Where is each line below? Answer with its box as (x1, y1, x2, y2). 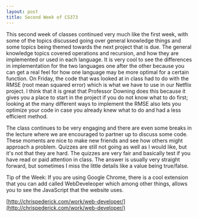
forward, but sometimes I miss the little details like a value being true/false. (6, 162, 189, 169)
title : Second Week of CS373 (6, 14, 78, 20)
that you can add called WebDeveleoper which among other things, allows (6, 180, 188, 187)
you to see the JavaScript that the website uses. (6, 186, 124, 193)
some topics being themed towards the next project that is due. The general (6, 43, 191, 51)
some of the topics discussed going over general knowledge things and (6, 37, 181, 44)
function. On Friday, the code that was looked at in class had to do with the (6, 75, 189, 82)
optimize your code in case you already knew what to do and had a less (6, 106, 181, 114)
